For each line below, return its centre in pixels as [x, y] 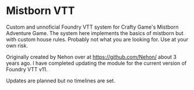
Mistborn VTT [40, 11]
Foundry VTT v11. [27, 69]
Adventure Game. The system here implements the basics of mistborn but [95, 33]
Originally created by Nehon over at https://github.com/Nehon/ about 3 [91, 57]
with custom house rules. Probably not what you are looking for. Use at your [97, 39]
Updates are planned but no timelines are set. [61, 81]
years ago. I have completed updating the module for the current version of [96, 63]
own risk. [17, 46]
